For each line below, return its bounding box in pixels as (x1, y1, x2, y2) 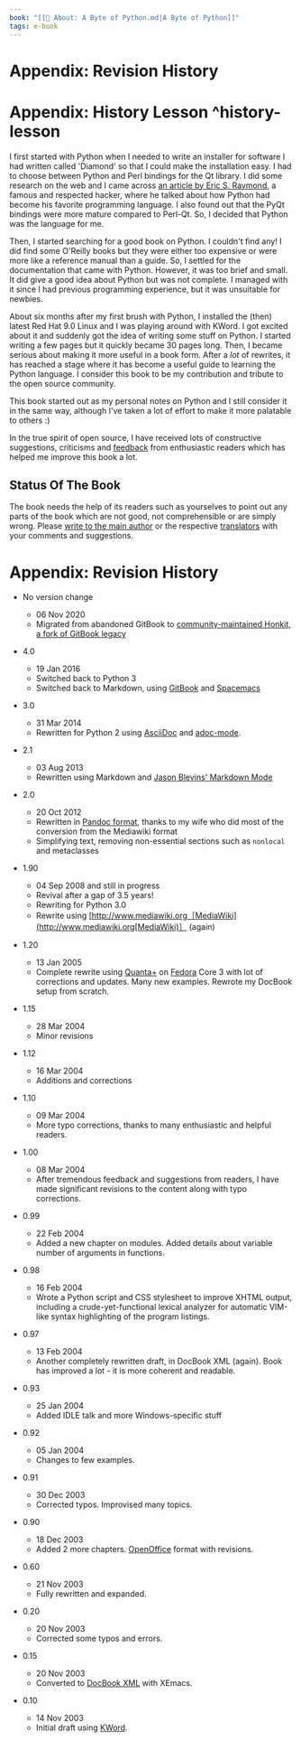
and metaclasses (35, 846, 99, 857)
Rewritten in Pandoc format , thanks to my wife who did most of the (35, 817, 284, 828)
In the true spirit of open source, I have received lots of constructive (9, 432, 262, 443)
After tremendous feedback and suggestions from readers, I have (35, 1174, 279, 1185)
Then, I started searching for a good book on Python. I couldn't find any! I (9, 236, 282, 247)
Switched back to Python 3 (35, 673, 137, 684)
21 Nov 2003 (35, 1578, 84, 1590)
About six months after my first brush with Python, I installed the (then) (9, 311, 272, 322)
